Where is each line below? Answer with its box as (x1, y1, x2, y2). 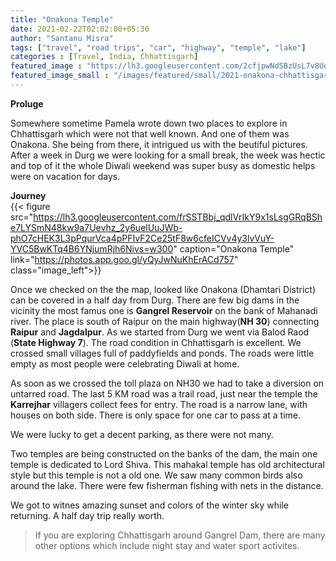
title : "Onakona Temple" (10, 14, 114, 25)
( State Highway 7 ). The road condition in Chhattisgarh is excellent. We (10, 336, 302, 348)
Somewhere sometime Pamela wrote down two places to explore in (10, 117, 288, 129)
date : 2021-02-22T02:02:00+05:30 (10, 24, 150, 34)
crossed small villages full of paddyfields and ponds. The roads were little (10, 347, 315, 359)
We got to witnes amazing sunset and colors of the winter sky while (10, 499, 289, 511)
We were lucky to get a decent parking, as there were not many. (10, 428, 274, 440)
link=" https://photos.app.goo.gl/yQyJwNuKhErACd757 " (10, 253, 239, 265)
